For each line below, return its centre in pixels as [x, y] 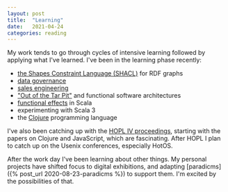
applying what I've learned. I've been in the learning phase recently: [104, 60]
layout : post [26, 14]
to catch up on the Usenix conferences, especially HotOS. [90, 146]
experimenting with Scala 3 [56, 110]
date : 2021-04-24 [35, 26]
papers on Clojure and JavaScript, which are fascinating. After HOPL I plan [114, 139]
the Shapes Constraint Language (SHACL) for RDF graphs [100, 73]
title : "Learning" [35, 20]
